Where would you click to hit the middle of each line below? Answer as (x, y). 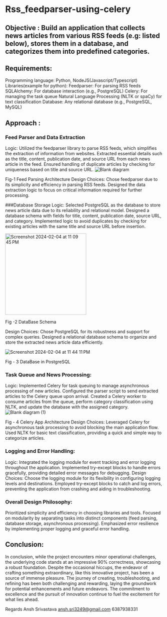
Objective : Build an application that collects (75, 28)
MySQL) (14, 107)
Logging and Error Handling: (40, 451)
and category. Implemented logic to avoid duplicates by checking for (76, 221)
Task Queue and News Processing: (48, 375)
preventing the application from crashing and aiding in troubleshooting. (78, 489)
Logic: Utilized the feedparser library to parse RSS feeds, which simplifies (81, 148)
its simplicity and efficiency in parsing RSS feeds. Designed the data (75, 185)
